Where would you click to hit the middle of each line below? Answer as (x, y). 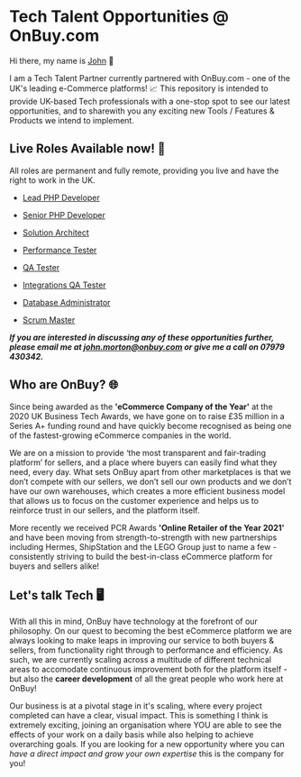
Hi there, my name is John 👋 (62, 60)
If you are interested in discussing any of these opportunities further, (142, 337)
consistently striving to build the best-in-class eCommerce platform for (141, 556)
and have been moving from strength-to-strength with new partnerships (143, 537)
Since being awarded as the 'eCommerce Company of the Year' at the (141, 407)
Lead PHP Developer (61, 197)
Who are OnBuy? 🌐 (64, 385)
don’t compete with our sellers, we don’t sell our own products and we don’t (150, 481)
